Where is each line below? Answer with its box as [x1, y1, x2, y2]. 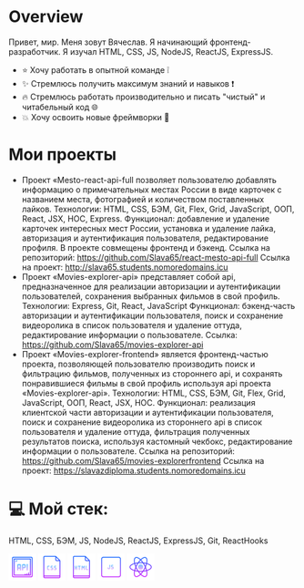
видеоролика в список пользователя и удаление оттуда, [21, 319, 242, 330]
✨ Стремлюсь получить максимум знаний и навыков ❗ [21, 77, 235, 88]
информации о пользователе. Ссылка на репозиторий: [21, 445, 236, 457]
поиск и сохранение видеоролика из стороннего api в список [21, 417, 263, 428]
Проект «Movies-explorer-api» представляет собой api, [21, 271, 236, 282]
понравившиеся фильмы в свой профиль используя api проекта [21, 377, 272, 388]
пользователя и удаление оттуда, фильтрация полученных [21, 426, 250, 437]
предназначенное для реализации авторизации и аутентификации [21, 281, 281, 292]
